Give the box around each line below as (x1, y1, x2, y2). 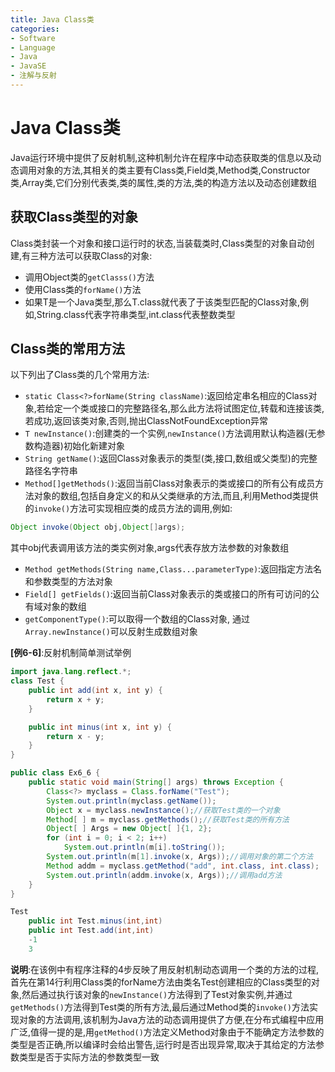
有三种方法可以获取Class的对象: (21, 249, 153, 261)
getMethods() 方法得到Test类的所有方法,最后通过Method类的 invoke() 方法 (10, 1001, 310, 1013)
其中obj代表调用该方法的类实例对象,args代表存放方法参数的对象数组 (10, 542, 290, 554)
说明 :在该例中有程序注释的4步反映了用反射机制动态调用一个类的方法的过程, (10, 963, 320, 975)
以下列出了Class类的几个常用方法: (10, 369, 150, 381)
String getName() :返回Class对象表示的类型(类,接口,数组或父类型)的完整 (24, 452, 318, 465)
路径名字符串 (24, 465, 78, 477)
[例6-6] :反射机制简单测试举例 (10, 647, 132, 659)
